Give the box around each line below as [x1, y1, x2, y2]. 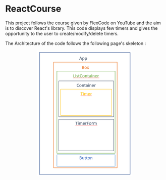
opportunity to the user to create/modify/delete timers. [5, 30, 119, 36]
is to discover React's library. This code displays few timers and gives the [5, 25, 158, 31]
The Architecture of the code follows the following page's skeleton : [5, 40, 146, 46]
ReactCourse [5, 3, 62, 15]
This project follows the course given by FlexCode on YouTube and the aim [5, 20, 161, 26]
